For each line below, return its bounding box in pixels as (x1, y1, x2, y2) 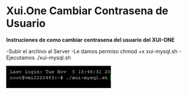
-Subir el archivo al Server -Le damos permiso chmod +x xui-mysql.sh (6, 47, 178, 54)
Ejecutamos (6, 54, 35, 61)
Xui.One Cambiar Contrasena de (6, 4, 169, 18)
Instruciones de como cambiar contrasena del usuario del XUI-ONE (6, 36, 175, 43)
